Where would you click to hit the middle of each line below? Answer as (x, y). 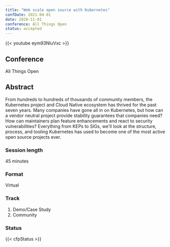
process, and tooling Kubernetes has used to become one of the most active (85, 132)
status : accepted (24, 29)
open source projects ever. (33, 137)
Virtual (12, 185)
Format (14, 174)
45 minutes (17, 161)
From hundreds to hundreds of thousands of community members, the (79, 99)
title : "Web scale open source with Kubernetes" (58, 10)
